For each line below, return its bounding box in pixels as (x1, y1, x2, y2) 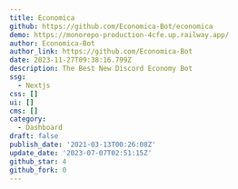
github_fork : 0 (9, 165, 67, 174)
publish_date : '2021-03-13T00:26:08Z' (9, 140, 156, 149)
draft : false (9, 132, 59, 141)
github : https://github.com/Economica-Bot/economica (9, 22, 213, 31)
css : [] (9, 89, 39, 98)
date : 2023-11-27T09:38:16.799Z (9, 55, 132, 65)
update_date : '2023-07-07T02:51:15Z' (9, 148, 153, 157)
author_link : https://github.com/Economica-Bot (9, 47, 193, 56)
